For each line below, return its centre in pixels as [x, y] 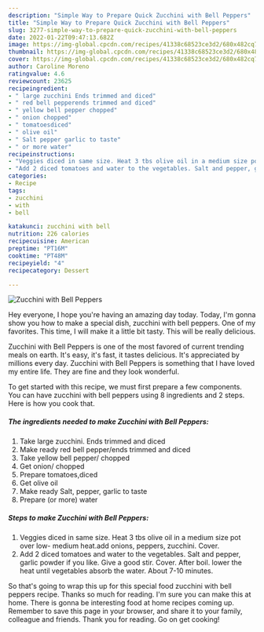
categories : [27, 176]
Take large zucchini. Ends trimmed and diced [92, 441]
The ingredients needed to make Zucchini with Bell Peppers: [109, 422]
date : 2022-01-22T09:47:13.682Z [61, 37]
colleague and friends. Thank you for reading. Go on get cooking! [114, 619]
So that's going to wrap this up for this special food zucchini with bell [120, 586]
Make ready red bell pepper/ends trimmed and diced [105, 450]
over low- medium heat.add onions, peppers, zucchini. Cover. [119, 546]
